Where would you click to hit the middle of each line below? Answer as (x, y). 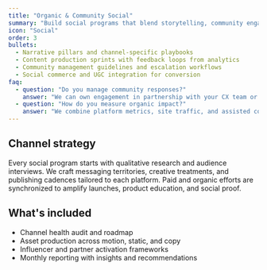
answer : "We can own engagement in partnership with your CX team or (140, 97)
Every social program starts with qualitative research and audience (118, 163)
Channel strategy (52, 144)
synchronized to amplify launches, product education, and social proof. (125, 188)
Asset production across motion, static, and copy (100, 241)
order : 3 (23, 38)
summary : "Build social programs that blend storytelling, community (126, 23)
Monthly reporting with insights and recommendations (108, 257)
